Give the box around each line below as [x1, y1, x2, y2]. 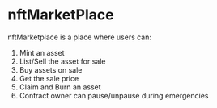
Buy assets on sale [19, 64, 83, 74]
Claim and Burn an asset [19, 82, 102, 92]
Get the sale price [19, 73, 79, 83]
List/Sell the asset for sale [19, 56, 106, 66]
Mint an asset [19, 48, 66, 57]
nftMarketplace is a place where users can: [7, 32, 151, 42]
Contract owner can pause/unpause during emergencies [19, 90, 209, 100]
